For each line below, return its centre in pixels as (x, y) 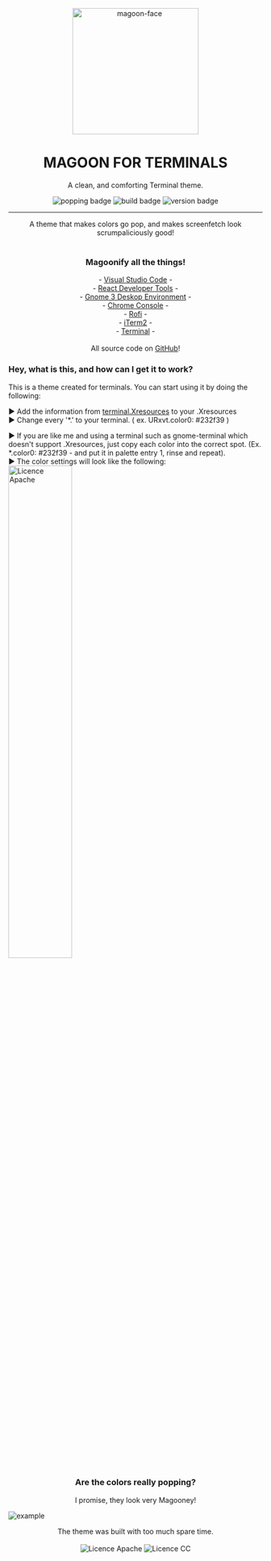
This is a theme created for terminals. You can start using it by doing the (128, 387)
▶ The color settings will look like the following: (88, 461)
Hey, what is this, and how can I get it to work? (101, 369)
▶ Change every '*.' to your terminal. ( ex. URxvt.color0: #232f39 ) (119, 419)
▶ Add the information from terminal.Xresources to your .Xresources (123, 411)
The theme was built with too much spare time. (135, 1531)
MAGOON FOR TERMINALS (135, 163)
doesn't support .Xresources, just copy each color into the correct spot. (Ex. (135, 444)
